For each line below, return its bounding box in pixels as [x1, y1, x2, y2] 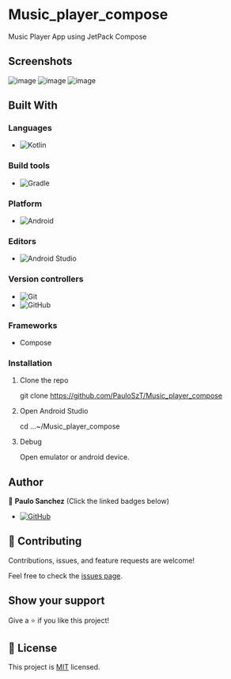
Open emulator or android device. [19, 452, 131, 462]
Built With [8, 99, 58, 113]
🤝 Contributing [8, 535, 82, 548]
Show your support [8, 594, 105, 608]
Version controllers [8, 273, 84, 284]
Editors [8, 235, 37, 246]
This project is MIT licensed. [8, 662, 100, 672]
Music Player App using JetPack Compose [8, 32, 147, 41]
